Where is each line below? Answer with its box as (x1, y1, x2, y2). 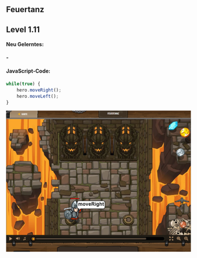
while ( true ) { (6, 81, 41, 87)
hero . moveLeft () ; (16, 93, 59, 99)
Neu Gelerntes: (6, 41, 44, 48)
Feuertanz (6, 5, 45, 15)
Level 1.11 (6, 25, 40, 35)
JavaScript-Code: (6, 67, 51, 74)
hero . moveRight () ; (16, 87, 62, 93)
